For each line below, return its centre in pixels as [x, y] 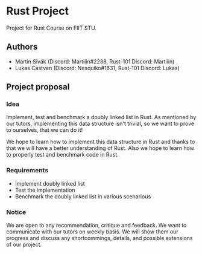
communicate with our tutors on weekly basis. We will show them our [93, 232]
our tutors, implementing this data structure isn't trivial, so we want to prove [100, 124]
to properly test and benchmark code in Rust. [62, 155]
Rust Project [38, 11]
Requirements [27, 171]
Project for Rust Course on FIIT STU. [51, 28]
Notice [16, 212]
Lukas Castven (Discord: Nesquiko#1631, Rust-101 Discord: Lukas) [97, 68]
